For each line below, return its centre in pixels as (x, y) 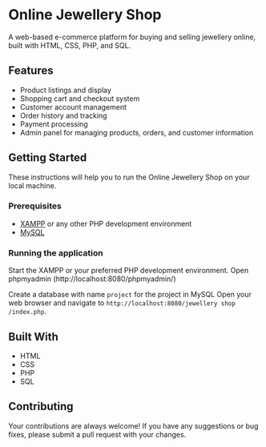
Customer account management (73, 107)
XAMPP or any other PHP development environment (106, 223)
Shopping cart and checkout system (80, 99)
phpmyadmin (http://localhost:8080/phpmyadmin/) (92, 279)
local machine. (32, 185)
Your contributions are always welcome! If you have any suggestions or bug (133, 425)
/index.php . (27, 312)
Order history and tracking (63, 115)
